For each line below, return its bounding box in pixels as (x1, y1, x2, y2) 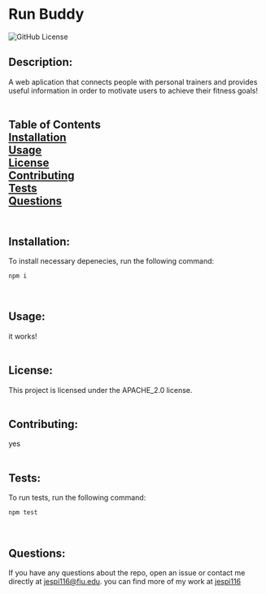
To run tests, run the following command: (8, 493, 146, 503)
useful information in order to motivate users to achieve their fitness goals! (8, 85, 259, 95)
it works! (8, 331, 38, 341)
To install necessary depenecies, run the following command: (8, 256, 215, 265)
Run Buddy (8, 5, 85, 24)
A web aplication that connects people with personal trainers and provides (8, 76, 258, 86)
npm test (8, 509, 38, 517)
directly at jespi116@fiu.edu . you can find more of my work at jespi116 (8, 577, 242, 587)
